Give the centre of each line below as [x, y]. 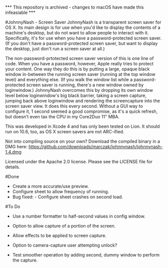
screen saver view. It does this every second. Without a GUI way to [74, 106]
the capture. [25, 260]
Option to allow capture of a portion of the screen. [64, 226]
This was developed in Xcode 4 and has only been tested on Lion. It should [82, 126]
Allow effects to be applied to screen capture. [59, 236]
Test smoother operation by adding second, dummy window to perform [86, 255]
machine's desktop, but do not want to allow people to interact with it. [77, 33]
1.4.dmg [13, 152]
